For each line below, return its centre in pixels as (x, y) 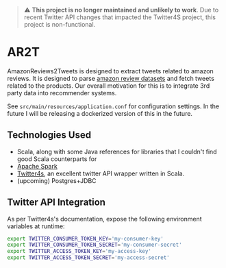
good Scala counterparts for (57, 159)
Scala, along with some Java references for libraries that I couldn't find (117, 151)
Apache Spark (37, 166)
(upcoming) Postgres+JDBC (57, 180)
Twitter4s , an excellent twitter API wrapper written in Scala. (101, 173)
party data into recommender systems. (62, 93)
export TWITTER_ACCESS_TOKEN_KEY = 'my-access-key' (79, 252)
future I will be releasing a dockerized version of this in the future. (100, 113)
